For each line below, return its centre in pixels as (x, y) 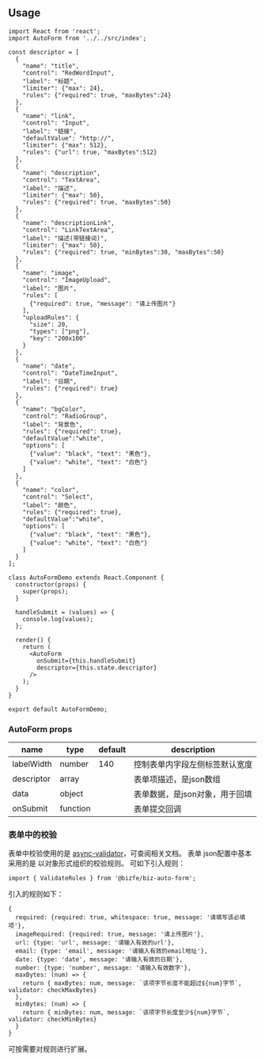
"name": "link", (49, 116)
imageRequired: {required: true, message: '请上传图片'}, (110, 934)
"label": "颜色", (50, 505)
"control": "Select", (58, 497)
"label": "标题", (50, 81)
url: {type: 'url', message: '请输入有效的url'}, (95, 943)
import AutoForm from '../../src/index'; (78, 38)
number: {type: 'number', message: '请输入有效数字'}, (103, 968)
